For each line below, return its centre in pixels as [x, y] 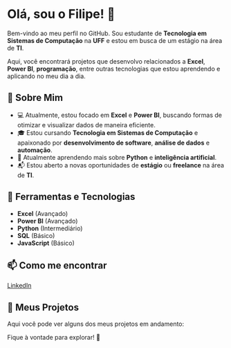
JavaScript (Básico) [46, 243]
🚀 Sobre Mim [35, 98]
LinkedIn [19, 286]
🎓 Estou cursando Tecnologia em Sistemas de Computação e [108, 132]
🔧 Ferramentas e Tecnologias [71, 197]
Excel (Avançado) [43, 213]
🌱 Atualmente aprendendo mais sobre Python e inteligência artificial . [117, 157]
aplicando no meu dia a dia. [47, 76]
